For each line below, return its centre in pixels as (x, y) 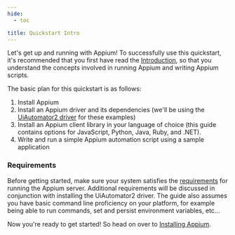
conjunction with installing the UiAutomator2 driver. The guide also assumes (117, 195)
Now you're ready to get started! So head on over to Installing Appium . (109, 224)
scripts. (18, 75)
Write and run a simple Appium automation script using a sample (111, 140)
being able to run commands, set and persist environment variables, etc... (114, 210)
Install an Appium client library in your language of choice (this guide (117, 125)
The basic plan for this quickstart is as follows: (74, 89)
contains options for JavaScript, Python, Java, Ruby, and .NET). (109, 132)
